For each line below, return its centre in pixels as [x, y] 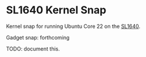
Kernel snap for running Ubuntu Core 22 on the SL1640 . [73, 26]
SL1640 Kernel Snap [56, 10]
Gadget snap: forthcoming [38, 37]
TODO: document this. [33, 49]
